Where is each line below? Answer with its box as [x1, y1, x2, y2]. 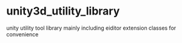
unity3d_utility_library [6, 4, 120, 18]
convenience [6, 30, 39, 38]
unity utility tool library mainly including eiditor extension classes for [6, 24, 177, 31]
